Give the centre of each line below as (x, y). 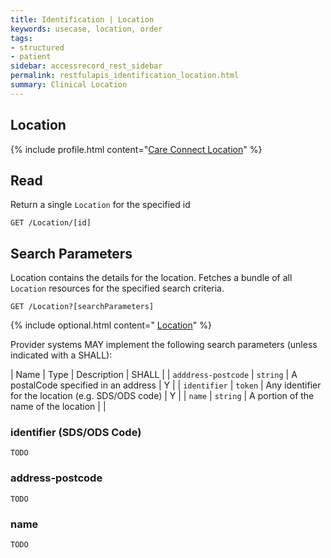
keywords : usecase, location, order (86, 29)
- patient (31, 57)
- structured (37, 47)
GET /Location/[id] (51, 223)
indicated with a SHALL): (61, 355)
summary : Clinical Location (69, 85)
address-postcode (56, 478)
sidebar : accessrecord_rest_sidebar (86, 66)
